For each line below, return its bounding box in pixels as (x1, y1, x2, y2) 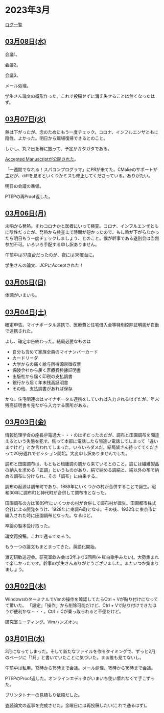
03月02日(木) (5, 582, 47, 591)
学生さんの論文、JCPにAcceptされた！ (5, 262, 84, 268)
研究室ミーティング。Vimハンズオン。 (5, 619, 81, 625)
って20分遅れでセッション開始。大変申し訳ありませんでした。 (5, 450, 130, 456)
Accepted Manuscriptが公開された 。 (5, 156, 79, 162)
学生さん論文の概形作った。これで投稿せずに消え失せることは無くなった (5, 93, 151, 99)
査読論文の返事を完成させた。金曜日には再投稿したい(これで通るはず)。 (5, 703, 150, 709)
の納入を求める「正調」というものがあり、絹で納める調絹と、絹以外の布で (5, 467, 155, 473)
